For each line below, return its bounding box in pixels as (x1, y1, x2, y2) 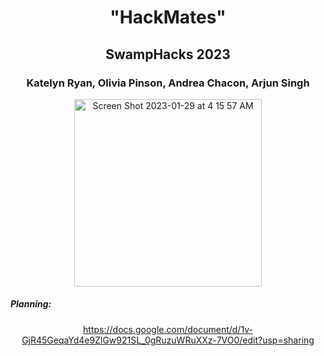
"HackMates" (109, 6, 227, 29)
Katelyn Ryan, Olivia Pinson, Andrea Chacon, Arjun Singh (26, 76, 310, 90)
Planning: (10, 298, 52, 310)
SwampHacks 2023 (105, 46, 231, 63)
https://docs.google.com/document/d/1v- (83, 323, 253, 335)
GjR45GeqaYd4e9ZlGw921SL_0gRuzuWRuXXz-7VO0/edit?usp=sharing (21, 334, 315, 346)
